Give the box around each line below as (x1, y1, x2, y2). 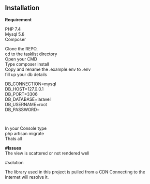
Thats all (5, 136, 22, 141)
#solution (5, 159, 24, 165)
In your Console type (5, 125, 47, 131)
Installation (5, 4, 40, 12)
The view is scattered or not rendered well (5, 150, 90, 156)
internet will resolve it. (5, 174, 49, 180)
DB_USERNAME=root (5, 101, 47, 107)
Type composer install (5, 61, 49, 67)
